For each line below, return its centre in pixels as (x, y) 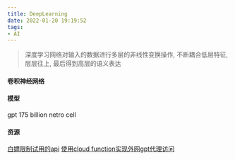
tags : (15, 27)
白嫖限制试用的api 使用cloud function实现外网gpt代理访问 (91, 149)
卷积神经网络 (26, 81)
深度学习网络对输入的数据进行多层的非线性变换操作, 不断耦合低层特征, (126, 55)
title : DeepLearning (38, 14)
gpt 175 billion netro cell (42, 115)
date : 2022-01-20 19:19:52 (47, 21)
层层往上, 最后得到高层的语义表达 (73, 64)
